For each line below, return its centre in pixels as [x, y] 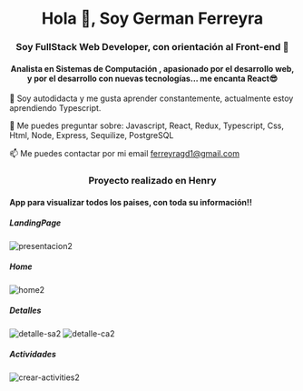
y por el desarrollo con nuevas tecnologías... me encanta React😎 [152, 78]
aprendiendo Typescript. [55, 108]
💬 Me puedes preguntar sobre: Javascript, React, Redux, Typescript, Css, [147, 125]
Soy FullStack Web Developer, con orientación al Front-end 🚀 [152, 47]
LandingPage [35, 223]
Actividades [33, 355]
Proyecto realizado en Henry [152, 181]
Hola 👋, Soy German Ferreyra [152, 19]
